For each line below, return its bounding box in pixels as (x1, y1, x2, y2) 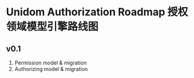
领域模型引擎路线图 (6, 20, 99, 33)
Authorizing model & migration (14, 66, 88, 72)
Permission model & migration (14, 59, 87, 66)
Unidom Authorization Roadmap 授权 (6, 5, 188, 19)
